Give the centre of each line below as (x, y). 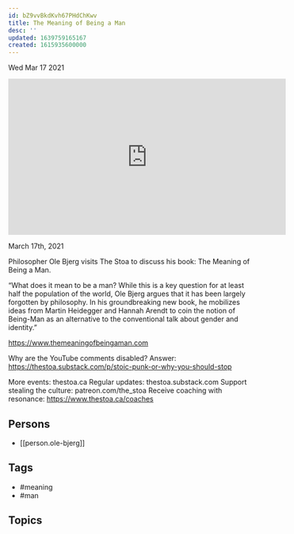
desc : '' (23, 30)
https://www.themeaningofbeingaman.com (78, 343)
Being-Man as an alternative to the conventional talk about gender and (124, 319)
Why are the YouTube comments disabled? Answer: (92, 359)
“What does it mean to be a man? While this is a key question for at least (126, 286)
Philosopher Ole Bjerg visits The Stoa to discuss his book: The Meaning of (129, 262)
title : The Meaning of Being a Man (67, 23)
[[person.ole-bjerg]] (52, 443)
